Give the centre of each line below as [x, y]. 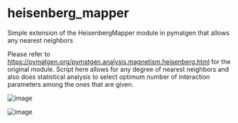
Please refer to [29, 54]
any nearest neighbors [40, 40]
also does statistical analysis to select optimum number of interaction [109, 77]
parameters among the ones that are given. [71, 84]
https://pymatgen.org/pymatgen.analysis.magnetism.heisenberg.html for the [119, 61]
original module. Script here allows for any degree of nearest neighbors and [118, 69]
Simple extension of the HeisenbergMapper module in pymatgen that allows [118, 33]
